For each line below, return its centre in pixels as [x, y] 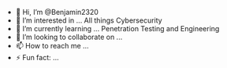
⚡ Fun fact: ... [37, 57]
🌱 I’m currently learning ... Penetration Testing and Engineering [117, 29]
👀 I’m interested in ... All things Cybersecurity [89, 20]
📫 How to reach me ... [52, 46]
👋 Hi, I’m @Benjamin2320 [57, 12]
